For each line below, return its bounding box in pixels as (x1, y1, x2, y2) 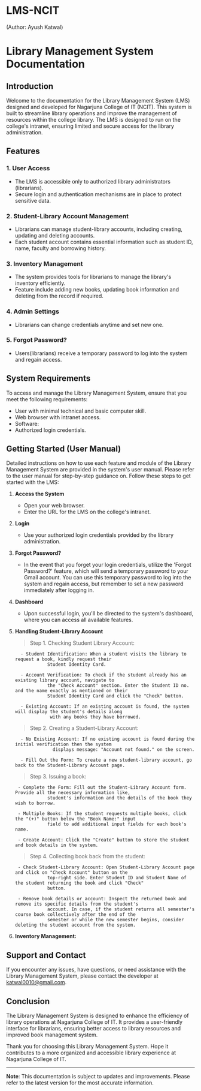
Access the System (14, 490, 65, 498)
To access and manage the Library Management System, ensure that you (6, 389, 187, 396)
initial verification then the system (14, 741, 112, 747)
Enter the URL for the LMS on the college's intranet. (23, 508, 151, 516)
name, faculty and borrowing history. (14, 244, 106, 252)
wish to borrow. (14, 800, 56, 807)
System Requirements (6, 373, 91, 384)
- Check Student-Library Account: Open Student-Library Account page (17, 864, 195, 870)
